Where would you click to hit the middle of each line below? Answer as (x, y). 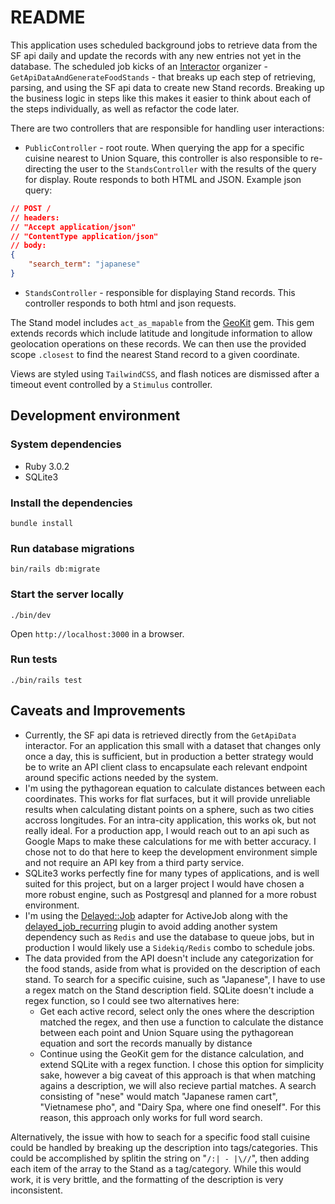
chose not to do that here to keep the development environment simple (171, 852)
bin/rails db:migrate (55, 569)
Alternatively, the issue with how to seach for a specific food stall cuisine (160, 1137)
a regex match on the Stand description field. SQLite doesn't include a (169, 990)
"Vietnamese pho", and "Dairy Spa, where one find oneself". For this (180, 1107)
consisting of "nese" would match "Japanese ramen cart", (158, 1096)
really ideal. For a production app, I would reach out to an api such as (167, 830)
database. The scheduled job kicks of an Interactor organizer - (139, 66)
